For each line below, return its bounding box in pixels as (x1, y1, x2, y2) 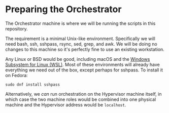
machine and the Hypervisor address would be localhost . (5, 101, 126, 107)
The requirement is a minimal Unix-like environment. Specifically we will (5, 35, 156, 42)
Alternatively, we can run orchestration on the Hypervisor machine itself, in (5, 91, 162, 97)
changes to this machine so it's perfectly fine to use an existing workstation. (5, 46, 165, 52)
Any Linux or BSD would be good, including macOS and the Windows (5, 56, 150, 62)
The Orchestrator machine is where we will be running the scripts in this (5, 20, 156, 26)
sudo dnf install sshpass (5, 82, 60, 87)
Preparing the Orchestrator (5, 4, 122, 15)
